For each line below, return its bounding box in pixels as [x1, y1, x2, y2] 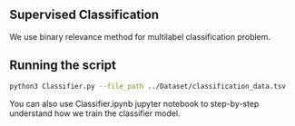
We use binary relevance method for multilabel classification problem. [9, 31, 270, 42]
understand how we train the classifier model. [9, 108, 181, 119]
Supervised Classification [9, 7, 160, 23]
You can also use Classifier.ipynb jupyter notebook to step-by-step [9, 98, 260, 109]
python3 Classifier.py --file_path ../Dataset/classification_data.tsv [9, 82, 286, 91]
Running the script [9, 58, 116, 73]
